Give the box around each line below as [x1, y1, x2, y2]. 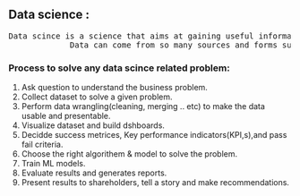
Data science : [8, 7, 90, 22]
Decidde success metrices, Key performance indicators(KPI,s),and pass [21, 130, 287, 141]
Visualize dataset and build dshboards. [21, 120, 165, 131]
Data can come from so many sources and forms [69, 39, 279, 50]
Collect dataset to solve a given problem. [21, 91, 173, 102]
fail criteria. [21, 139, 64, 150]
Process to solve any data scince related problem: [8, 62, 230, 74]
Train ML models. [21, 158, 86, 169]
